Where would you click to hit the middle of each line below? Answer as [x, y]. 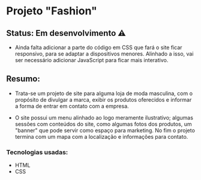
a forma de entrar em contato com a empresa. [72, 106]
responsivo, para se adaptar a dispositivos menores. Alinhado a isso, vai [104, 54]
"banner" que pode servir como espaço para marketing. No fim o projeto [105, 130]
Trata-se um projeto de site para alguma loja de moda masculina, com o [104, 93]
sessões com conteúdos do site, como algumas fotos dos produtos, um [103, 124]
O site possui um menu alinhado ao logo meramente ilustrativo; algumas [104, 117]
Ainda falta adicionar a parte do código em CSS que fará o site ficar [98, 47]
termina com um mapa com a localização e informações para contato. [101, 136]
